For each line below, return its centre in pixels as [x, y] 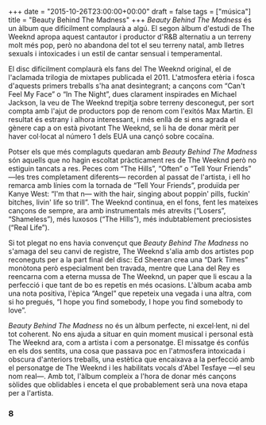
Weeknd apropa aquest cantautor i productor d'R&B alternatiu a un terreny [130, 36]
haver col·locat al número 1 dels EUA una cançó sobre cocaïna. [111, 136]
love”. [17, 310]
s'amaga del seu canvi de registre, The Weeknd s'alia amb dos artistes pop [131, 251]
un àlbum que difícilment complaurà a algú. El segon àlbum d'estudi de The [131, 28]
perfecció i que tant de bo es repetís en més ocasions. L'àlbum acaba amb [130, 285]
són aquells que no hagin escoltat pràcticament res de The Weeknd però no [132, 160]
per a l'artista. [31, 393]
